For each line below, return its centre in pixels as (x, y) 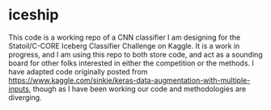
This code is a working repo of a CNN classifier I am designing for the (125, 37)
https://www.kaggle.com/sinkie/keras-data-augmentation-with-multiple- (129, 80)
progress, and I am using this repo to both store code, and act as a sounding (135, 54)
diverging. (25, 97)
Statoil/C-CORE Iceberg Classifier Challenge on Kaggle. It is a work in (124, 45)
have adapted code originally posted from (78, 71)
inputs (19, 89)
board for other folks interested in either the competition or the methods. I (131, 63)
